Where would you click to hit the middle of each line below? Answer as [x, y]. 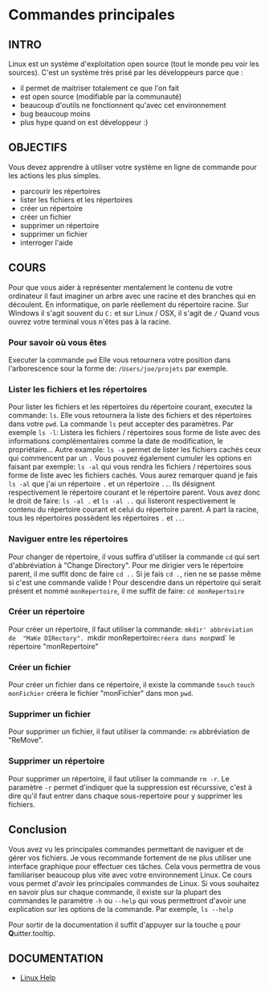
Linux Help [38, 978]
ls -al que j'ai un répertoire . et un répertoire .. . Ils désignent [112, 484]
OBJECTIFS [38, 148]
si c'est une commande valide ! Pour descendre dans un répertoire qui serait [135, 582]
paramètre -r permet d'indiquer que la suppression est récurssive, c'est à [130, 787]
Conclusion [38, 830]
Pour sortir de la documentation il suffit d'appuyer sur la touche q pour [124, 925]
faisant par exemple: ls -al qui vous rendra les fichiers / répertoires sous [130, 467]
